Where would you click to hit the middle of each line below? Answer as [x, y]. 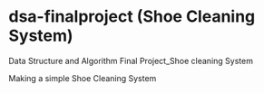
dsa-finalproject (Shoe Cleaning [132, 17]
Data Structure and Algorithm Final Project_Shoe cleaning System [131, 60]
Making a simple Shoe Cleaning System [83, 78]
